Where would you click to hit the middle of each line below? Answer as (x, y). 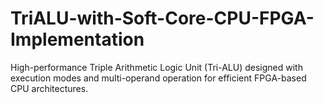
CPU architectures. (49, 88)
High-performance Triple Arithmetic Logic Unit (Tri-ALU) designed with (156, 67)
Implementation (77, 39)
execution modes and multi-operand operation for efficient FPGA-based (158, 78)
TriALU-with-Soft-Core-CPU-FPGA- (162, 18)
